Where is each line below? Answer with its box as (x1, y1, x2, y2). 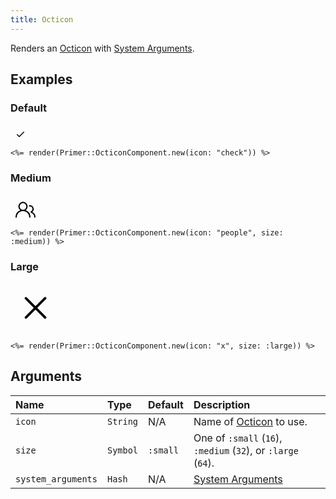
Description (193, 397, 251, 411)
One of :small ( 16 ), (193, 431, 283, 445)
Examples (10, 71, 73, 88)
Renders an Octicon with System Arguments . (10, 42, 195, 54)
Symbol (106, 444, 139, 456)
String (106, 416, 139, 427)
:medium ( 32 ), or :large (193, 443, 299, 457)
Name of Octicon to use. (193, 414, 308, 428)
